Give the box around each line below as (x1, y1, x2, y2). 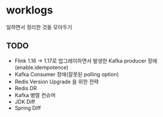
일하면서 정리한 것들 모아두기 (6, 23, 72, 30)
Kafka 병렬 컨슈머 (14, 91, 56, 98)
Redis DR (14, 84, 37, 91)
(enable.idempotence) (14, 64, 69, 71)
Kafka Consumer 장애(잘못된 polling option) (14, 71, 119, 78)
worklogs (6, 4, 53, 17)
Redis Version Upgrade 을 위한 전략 (14, 78, 99, 85)
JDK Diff (14, 98, 35, 105)
